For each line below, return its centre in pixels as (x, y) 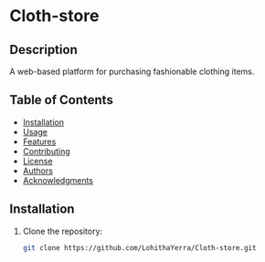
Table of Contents (62, 100)
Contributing (46, 151)
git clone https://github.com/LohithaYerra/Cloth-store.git (139, 247)
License (37, 161)
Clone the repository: (63, 231)
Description (43, 50)
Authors (37, 171)
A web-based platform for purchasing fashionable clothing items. (132, 71)
